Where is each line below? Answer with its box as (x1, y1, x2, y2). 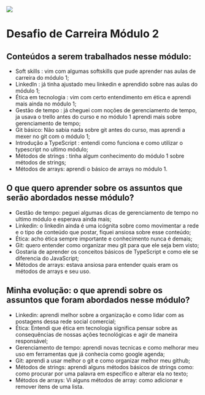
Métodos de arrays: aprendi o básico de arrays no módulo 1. (15, 166, 168, 172)
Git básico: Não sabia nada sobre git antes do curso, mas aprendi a (15, 126, 185, 133)
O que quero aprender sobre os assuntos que (6, 183, 183, 193)
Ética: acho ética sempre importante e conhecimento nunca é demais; (15, 235, 193, 242)
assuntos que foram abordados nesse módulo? (6, 295, 190, 305)
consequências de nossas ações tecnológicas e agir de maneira (15, 331, 178, 338)
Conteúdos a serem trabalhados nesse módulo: (6, 51, 191, 61)
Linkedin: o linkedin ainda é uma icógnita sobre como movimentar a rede (15, 221, 199, 229)
